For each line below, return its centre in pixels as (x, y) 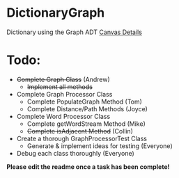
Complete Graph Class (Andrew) (63, 79)
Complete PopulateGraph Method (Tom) (84, 102)
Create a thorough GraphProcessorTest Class (82, 138)
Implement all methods (60, 87)
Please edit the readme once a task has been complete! (88, 167)
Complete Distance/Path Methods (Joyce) (87, 108)
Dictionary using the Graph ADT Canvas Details (74, 32)
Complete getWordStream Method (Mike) (86, 124)
